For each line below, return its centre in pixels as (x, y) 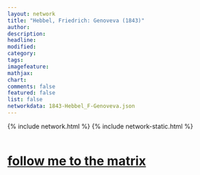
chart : (17, 80)
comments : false (31, 86)
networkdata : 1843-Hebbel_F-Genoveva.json (71, 106)
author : (19, 27)
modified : (22, 47)
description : (27, 34)
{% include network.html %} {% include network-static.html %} (100, 126)
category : (22, 54)
